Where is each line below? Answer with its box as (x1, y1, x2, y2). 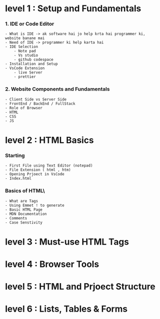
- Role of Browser (5, 105, 43, 110)
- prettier (14, 74, 36, 79)
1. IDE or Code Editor (5, 21, 54, 27)
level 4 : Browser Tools (5, 258, 99, 270)
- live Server (14, 70, 43, 75)
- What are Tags (5, 198, 38, 203)
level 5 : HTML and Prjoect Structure (5, 281, 156, 292)
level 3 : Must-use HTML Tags (5, 236, 129, 247)
